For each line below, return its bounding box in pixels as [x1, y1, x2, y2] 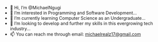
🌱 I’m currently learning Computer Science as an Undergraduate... [9, 15, 146, 21]
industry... [9, 26, 31, 32]
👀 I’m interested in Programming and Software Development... [9, 10, 137, 16]
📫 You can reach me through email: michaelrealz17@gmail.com [9, 31, 141, 37]
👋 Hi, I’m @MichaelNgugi [9, 5, 61, 10]
